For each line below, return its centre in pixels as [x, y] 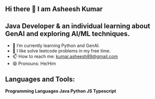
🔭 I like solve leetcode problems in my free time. [61, 51]
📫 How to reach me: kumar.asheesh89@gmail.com [65, 56]
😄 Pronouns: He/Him [34, 64]
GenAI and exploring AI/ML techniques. [68, 33]
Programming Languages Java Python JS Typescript [61, 91]
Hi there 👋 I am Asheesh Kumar [54, 9]
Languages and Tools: [40, 79]
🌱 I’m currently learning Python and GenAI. [56, 46]
